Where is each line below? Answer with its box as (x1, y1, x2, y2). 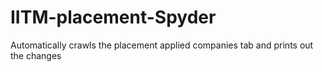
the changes (10, 49, 62, 61)
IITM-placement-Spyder (10, 6, 217, 29)
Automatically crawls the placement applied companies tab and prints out (10, 39, 314, 51)
